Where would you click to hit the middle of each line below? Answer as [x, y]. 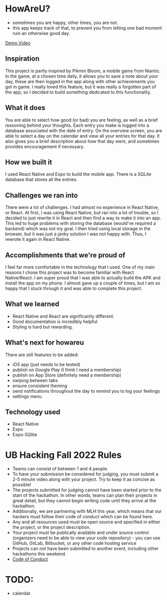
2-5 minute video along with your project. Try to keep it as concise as [84, 479]
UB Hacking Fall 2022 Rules [64, 455]
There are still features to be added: [42, 355]
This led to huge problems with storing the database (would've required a [81, 223]
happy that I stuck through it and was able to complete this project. [74, 288]
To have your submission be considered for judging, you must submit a [85, 474]
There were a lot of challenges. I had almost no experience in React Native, [82, 207]
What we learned [32, 304]
